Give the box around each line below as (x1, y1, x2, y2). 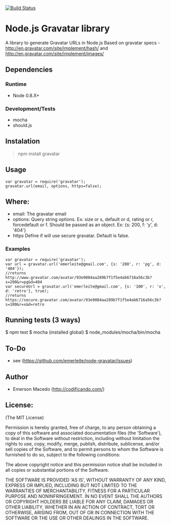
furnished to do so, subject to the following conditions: (5, 451, 120, 457)
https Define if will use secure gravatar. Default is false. (12, 233, 130, 239)
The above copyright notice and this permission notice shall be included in (5, 461, 162, 468)
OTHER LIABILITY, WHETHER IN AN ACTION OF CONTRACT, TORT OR (5, 504, 155, 510)
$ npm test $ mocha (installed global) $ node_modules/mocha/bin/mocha (5, 329, 161, 335)
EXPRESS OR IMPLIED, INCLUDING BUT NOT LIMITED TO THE (5, 482, 137, 488)
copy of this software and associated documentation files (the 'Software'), (5, 430, 162, 436)
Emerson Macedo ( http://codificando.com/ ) (12, 386, 105, 392)
